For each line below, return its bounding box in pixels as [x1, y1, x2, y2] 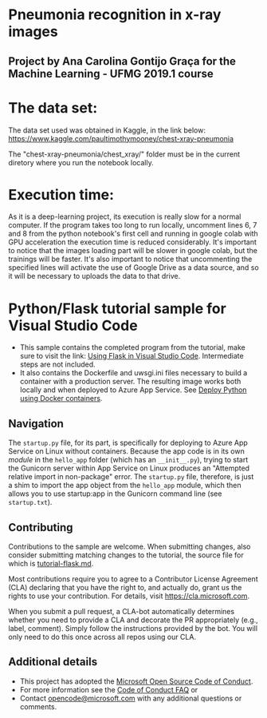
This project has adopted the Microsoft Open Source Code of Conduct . [19, 676, 253, 686]
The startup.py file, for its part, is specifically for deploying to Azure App [8, 438, 249, 448]
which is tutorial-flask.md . [8, 559, 94, 569]
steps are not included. [19, 359, 96, 369]
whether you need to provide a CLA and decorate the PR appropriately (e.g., [8, 615, 259, 625]
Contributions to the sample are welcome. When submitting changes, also [8, 541, 251, 552]
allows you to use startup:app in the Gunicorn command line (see [8, 489, 222, 498]
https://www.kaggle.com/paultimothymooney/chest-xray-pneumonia [8, 133, 234, 143]
